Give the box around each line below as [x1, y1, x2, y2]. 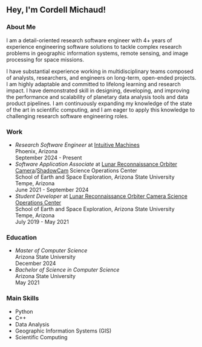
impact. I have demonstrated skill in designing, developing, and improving [6, 87, 190, 94]
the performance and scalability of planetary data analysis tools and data [6, 93, 189, 100]
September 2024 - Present [15, 154, 82, 161]
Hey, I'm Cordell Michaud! [6, 5, 106, 15]
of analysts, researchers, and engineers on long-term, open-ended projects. [6, 74, 197, 81]
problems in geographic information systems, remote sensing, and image [6, 49, 189, 57]
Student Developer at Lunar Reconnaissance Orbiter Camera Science [15, 193, 187, 200]
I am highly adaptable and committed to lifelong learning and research [6, 80, 181, 88]
